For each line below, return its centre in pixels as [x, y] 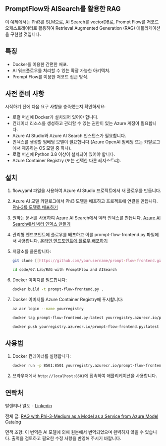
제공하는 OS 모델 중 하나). [47, 148]
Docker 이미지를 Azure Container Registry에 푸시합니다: [68, 299]
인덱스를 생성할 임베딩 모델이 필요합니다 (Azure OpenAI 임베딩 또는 [78, 142]
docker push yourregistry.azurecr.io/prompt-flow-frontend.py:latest [86, 326]
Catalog [13, 422]
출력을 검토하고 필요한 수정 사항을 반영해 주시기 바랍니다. [66, 438]
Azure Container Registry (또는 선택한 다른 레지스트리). [67, 161]
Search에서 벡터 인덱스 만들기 [41, 224]
